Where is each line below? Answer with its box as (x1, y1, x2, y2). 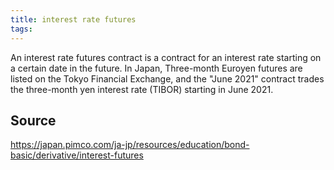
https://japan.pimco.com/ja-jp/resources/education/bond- (10, 139, 250, 151)
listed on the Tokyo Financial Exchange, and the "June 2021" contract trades (10, 72, 325, 85)
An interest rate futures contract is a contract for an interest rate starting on (10, 51, 322, 63)
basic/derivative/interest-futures (10, 149, 144, 161)
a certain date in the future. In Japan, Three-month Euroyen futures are (10, 62, 303, 74)
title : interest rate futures (10, 14, 137, 25)
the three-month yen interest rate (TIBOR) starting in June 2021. (10, 83, 274, 95)
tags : (10, 24, 33, 34)
